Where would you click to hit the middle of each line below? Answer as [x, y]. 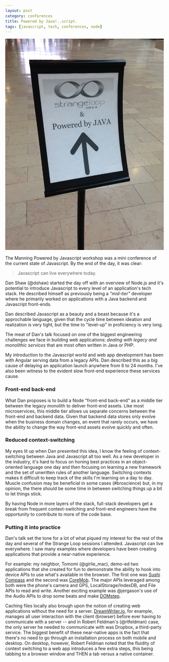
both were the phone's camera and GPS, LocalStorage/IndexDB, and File [80, 586]
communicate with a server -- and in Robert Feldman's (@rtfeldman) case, [82, 622]
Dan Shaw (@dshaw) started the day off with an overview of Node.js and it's [84, 283]
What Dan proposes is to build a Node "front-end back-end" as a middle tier [84, 400]
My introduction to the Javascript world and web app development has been [84, 355]
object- [140, 462]
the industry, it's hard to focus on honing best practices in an [68, 462]
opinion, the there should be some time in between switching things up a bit [84, 488]
